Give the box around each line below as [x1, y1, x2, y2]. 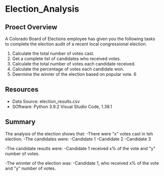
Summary [5, 118, 36, 126]
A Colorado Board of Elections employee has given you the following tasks [5, 36, 156, 42]
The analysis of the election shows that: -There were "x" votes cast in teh [5, 131, 153, 136]
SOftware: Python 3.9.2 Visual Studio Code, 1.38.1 [12, 104, 113, 110]
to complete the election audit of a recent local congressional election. [5, 41, 147, 47]
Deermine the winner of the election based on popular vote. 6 [12, 71, 137, 77]
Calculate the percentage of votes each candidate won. [12, 66, 124, 72]
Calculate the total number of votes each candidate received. [12, 61, 136, 66]
